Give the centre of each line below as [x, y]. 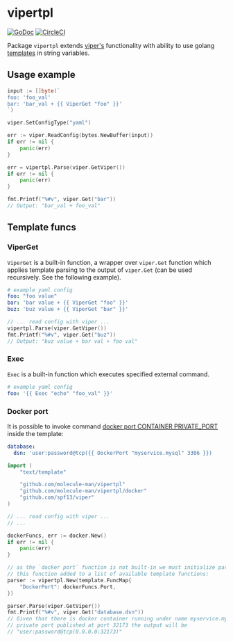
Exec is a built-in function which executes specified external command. [109, 374]
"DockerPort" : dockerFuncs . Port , [68, 587]
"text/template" [43, 472]
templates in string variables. [49, 53]
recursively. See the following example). [64, 277]
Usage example [42, 75]
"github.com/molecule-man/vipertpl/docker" [84, 491]
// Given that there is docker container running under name [97, 619]
